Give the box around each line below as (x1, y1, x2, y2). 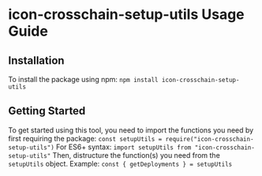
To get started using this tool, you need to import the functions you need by (8, 125, 254, 135)
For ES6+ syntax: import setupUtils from (56, 142, 192, 152)
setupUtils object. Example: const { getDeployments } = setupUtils (8, 159, 233, 168)
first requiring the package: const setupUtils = (8, 133, 163, 143)
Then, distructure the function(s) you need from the (52, 150, 221, 159)
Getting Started (8, 104, 86, 118)
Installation (8, 54, 65, 67)
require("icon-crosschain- (165, 135, 254, 143)
